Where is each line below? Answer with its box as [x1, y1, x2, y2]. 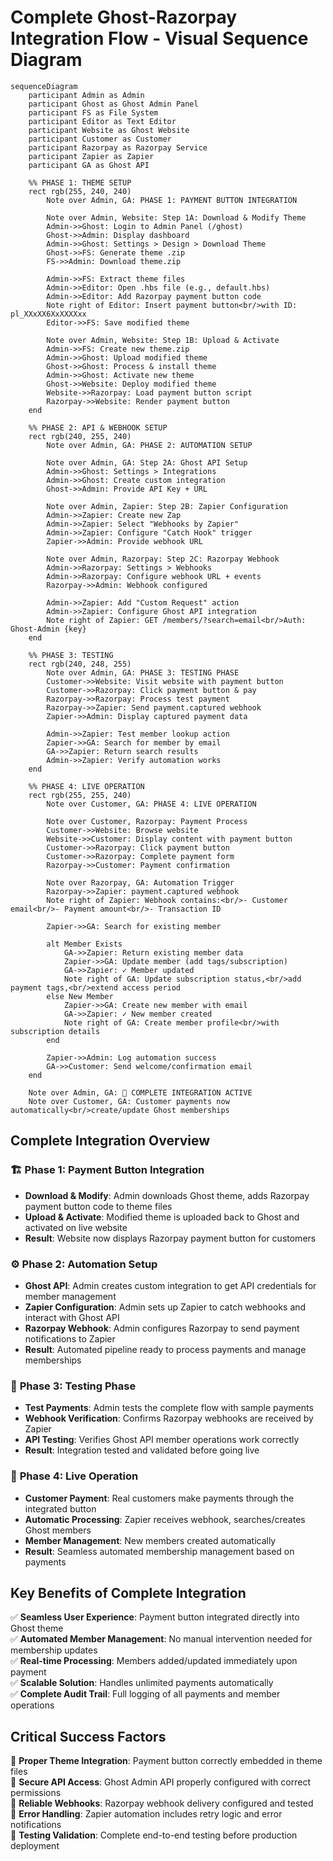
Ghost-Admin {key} [10, 624, 87, 634]
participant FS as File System [28, 107, 159, 118]
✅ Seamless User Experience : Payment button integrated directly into [10, 1611, 300, 1623]
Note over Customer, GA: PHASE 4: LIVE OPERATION [46, 799, 257, 809]
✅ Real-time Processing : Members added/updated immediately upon [10, 1655, 298, 1667]
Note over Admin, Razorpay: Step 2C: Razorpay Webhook [46, 554, 280, 564]
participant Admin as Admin [28, 90, 145, 100]
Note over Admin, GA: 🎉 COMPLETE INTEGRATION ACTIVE [28, 1087, 253, 1098]
